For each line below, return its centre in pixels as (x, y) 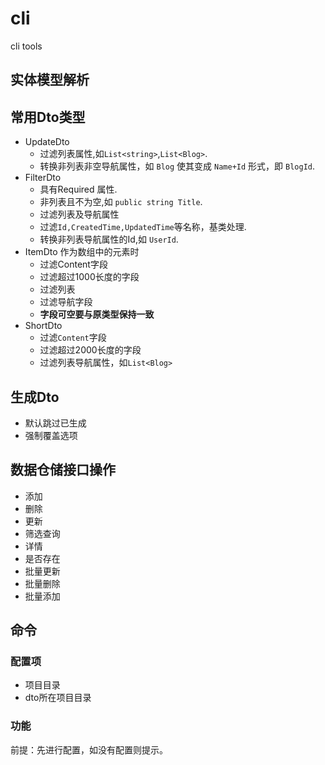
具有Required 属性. (78, 189)
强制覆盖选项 (51, 435)
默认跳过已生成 (55, 423)
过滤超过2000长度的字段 (90, 350)
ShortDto (43, 326)
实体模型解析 (50, 80)
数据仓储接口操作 (63, 470)
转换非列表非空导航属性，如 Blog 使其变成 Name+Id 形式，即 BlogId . (177, 166)
